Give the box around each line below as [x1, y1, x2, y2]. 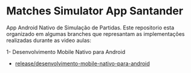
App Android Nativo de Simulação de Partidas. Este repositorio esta [6, 24, 175, 31]
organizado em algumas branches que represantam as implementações [6, 30, 185, 37]
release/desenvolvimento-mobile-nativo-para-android [15, 60, 150, 67]
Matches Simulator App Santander [6, 4, 183, 18]
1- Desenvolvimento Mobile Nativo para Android [6, 48, 126, 55]
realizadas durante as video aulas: [6, 36, 92, 44]
